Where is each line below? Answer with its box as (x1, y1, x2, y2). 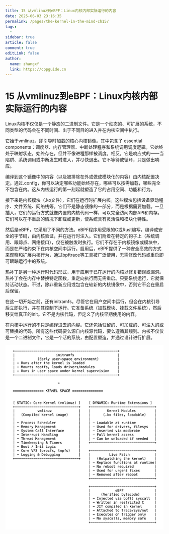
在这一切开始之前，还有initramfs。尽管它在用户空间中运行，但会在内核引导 (5, 299, 160, 305)
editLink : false (5, 50, 39, 55)
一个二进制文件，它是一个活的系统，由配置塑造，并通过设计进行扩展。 (9, 334, 155, 340)
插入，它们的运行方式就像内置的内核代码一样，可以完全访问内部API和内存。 (5, 210, 162, 216)
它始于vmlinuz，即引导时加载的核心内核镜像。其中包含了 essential (5, 138, 142, 144)
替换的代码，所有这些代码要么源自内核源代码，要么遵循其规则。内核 (9, 328, 151, 334)
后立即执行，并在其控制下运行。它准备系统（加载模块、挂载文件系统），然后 (5, 305, 162, 311)
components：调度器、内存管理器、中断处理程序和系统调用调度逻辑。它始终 (5, 144, 163, 150)
